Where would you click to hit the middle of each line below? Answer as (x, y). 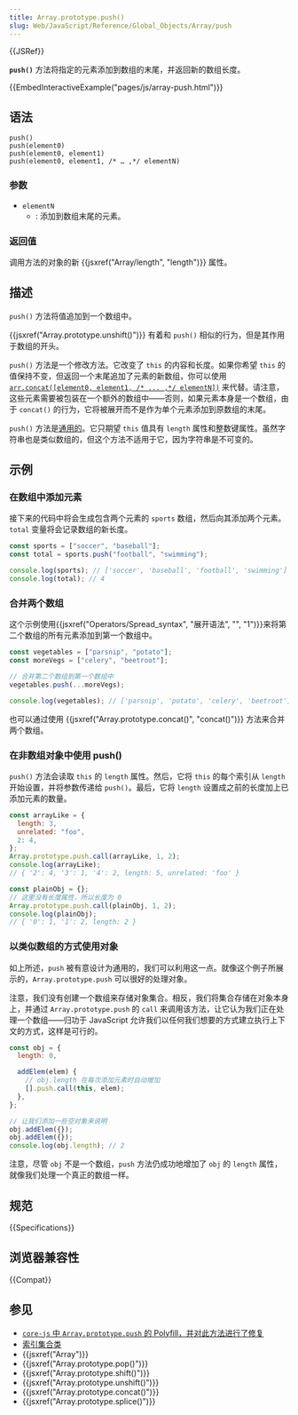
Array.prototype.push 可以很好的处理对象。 (112, 979)
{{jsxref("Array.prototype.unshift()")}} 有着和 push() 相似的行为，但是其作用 (147, 335)
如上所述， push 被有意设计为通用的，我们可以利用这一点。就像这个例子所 (143, 967)
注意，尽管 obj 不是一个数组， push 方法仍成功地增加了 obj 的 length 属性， (146, 1164)
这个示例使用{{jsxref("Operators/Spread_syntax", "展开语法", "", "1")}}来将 (144, 624)
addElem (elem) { (47, 1072)
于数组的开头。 (36, 346)
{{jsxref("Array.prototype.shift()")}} (86, 1372)
